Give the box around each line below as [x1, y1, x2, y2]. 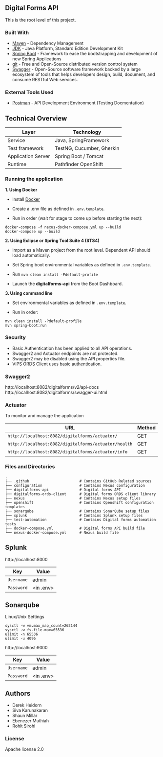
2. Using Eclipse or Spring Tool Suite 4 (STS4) [5, 237, 100, 243]
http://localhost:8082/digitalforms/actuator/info [7, 449, 128, 455]
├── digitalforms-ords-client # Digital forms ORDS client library [5, 492, 156, 497]
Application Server [7, 153, 50, 160]
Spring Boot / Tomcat [55, 153, 104, 160]
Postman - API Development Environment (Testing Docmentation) [12, 100, 144, 106]
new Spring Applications [12, 56, 62, 62]
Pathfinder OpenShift [55, 161, 103, 168]
